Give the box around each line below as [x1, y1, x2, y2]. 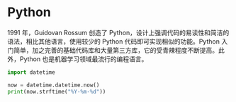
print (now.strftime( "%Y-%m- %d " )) [7, 88, 106, 95]
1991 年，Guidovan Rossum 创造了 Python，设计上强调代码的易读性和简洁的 [7, 28, 230, 37]
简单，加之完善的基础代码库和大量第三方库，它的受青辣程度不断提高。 [13, 46, 218, 54]
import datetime [7, 68, 55, 76]
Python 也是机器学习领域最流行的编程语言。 [19, 54, 148, 63]
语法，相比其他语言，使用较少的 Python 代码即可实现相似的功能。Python [7, 37, 220, 46]
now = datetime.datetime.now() [7, 82, 100, 89]
